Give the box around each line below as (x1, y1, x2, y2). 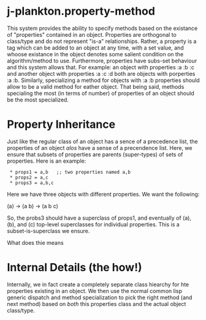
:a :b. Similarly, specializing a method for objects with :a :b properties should (7, 76, 200, 84)
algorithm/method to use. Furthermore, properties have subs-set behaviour (7, 57, 197, 64)
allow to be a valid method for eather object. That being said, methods (7, 83, 185, 90)
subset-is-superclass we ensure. (7, 227, 90, 234)
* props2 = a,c (9, 174, 48, 180)
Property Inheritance (7, 117, 116, 132)
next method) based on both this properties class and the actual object (7, 300, 186, 307)
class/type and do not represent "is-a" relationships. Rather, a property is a (7, 37, 197, 45)
